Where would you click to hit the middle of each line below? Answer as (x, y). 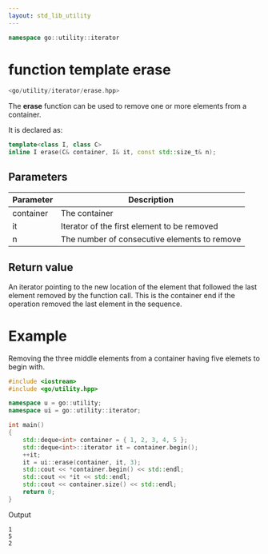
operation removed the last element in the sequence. (95, 304)
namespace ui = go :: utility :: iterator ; (75, 411)
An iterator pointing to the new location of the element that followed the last (133, 287)
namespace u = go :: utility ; (55, 403)
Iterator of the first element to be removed (139, 226)
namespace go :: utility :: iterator (64, 38)
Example (38, 336)
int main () (26, 425)
